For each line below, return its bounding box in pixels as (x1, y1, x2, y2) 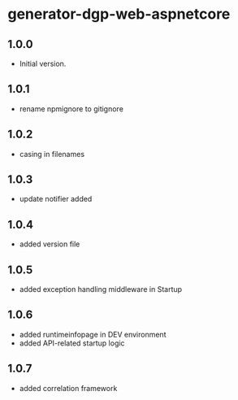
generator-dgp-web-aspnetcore (7, 5, 231, 24)
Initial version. (19, 59, 67, 68)
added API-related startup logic (19, 338, 125, 348)
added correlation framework (19, 383, 118, 393)
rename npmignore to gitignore (19, 103, 123, 114)
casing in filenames (19, 149, 85, 159)
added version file (19, 239, 80, 249)
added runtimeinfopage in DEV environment (19, 329, 167, 339)
